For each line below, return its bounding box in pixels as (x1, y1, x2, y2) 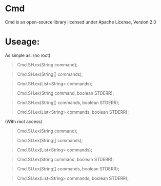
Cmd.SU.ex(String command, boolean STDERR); (17, 156, 114, 162)
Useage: (5, 36, 40, 47)
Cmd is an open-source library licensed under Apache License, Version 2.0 (5, 19, 157, 25)
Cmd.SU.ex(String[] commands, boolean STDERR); (17, 165, 120, 171)
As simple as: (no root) (5, 52, 51, 58)
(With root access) (5, 118, 42, 124)
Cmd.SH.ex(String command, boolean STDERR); (17, 90, 114, 96)
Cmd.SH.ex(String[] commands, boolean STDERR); (17, 100, 120, 105)
